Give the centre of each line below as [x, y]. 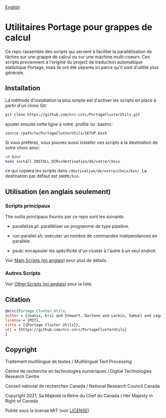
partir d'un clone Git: [26, 105]
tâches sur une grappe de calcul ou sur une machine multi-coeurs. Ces [78, 57]
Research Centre [22, 376]
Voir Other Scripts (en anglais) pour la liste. [49, 284]
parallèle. [22, 241]
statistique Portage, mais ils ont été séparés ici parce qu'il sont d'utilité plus [82, 67]
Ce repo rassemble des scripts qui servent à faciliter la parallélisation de [79, 51]
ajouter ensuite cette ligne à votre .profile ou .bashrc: [59, 124]
